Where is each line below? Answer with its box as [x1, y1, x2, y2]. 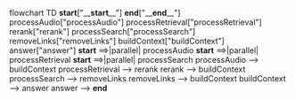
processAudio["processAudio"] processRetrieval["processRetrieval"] [9, 17, 263, 27]
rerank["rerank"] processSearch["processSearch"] [9, 27, 196, 36]
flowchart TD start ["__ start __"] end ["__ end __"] [9, 8, 181, 18]
